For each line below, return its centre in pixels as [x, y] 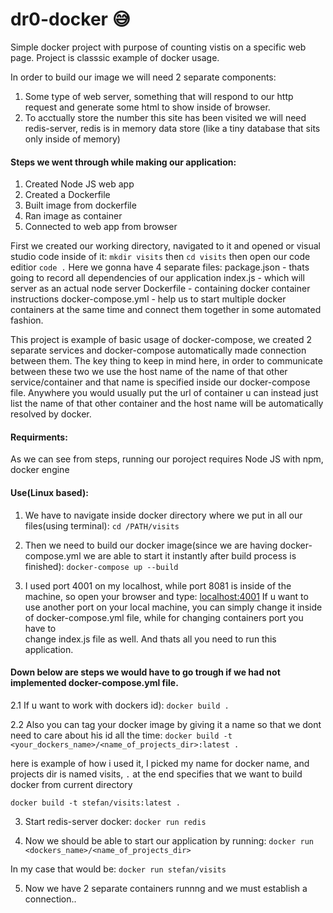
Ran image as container [73, 216]
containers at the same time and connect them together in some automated [166, 310]
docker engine [40, 470]
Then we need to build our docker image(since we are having [151, 545]
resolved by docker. [51, 414]
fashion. [27, 320]
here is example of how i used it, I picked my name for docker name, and [160, 763]
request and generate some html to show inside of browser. [147, 107]
